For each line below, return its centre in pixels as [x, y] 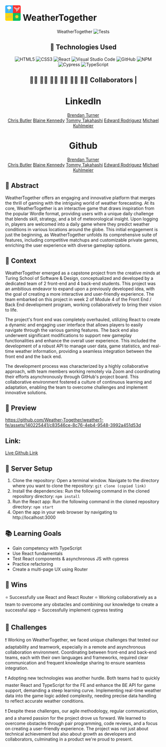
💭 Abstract [22, 186]
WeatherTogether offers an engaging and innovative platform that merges [80, 198]
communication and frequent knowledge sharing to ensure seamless [75, 663]
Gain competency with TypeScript [47, 548]
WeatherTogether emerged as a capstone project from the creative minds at [83, 273]
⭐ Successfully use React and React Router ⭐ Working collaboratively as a [81, 597]
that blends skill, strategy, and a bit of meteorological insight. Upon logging [82, 219]
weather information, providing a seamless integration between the [83, 351]
